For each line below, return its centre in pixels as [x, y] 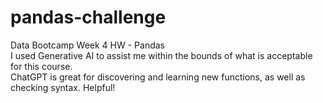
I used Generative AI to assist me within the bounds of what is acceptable [161, 55]
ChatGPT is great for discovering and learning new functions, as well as [158, 77]
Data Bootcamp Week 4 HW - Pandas [87, 45]
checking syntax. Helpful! [63, 87]
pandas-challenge [88, 17]
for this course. [41, 66]
